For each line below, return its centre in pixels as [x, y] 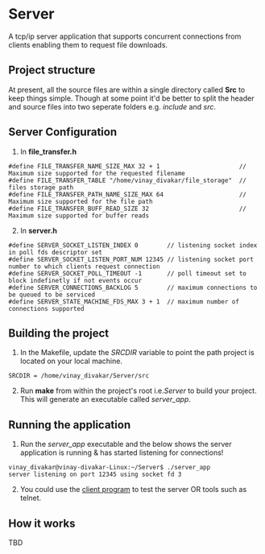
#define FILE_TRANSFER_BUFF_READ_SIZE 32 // [128, 209]
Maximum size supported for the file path [81, 201]
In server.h [39, 230]
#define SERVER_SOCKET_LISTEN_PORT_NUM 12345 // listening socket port [131, 259]
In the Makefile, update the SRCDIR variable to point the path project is [137, 353]
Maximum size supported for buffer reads [79, 215]
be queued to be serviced [52, 295]
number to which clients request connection [84, 267]
